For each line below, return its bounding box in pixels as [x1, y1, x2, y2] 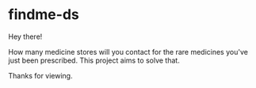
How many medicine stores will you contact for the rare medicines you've [8, 47, 248, 56]
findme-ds [8, 6, 79, 24]
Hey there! [8, 32, 43, 41]
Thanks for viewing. [8, 71, 73, 80]
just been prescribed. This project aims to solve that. [8, 55, 180, 65]
